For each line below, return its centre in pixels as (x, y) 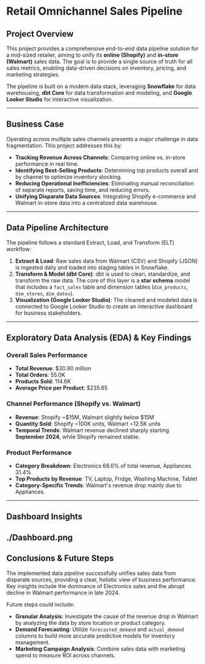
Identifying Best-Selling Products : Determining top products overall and (106, 170)
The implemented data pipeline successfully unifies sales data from (91, 573)
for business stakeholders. (49, 312)
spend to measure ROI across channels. (65, 655)
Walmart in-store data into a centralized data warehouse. (87, 202)
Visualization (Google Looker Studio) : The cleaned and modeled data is (106, 300)
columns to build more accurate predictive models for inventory (95, 636)
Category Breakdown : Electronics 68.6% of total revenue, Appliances (103, 465)
